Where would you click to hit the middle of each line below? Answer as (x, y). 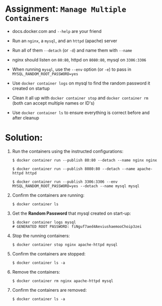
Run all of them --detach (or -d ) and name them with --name (72, 50)
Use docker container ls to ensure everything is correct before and (81, 112)
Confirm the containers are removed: (49, 290)
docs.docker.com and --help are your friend (57, 31)
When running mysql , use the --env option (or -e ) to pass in (71, 69)
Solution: (24, 138)
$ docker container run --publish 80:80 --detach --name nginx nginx (85, 160)
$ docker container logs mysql (44, 222)
